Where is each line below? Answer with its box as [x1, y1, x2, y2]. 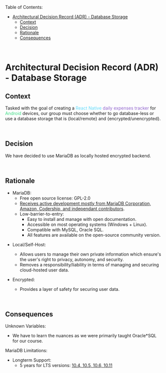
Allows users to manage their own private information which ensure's [19, 251, 162, 257]
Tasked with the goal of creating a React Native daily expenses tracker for [5, 105, 156, 111]
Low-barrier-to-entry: [19, 211, 64, 217]
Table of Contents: [5, 4, 43, 10]
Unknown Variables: [5, 323, 46, 329]
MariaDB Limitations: [5, 348, 48, 354]
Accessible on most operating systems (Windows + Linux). [27, 221, 148, 227]
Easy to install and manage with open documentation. [27, 216, 137, 222]
